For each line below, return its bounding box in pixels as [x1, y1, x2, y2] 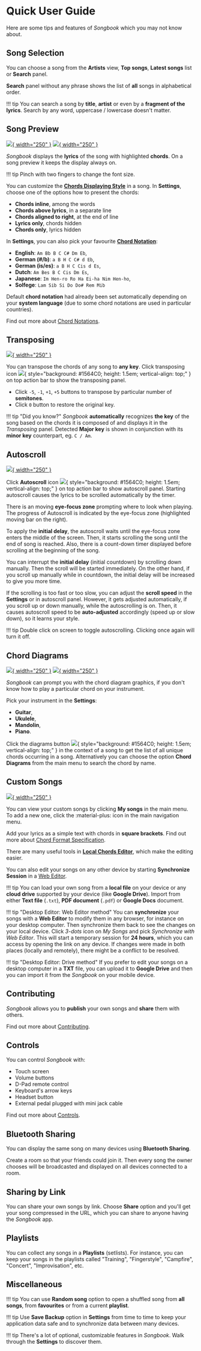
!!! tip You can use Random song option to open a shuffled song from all [6, 1295, 185, 1302]
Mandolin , [14, 722, 41, 728]
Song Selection [6, 48, 65, 58]
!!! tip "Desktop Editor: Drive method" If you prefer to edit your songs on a [6, 958, 188, 966]
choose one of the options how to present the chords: [6, 189, 140, 196]
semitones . [14, 395, 44, 402]
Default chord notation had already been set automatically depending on [6, 293, 187, 300]
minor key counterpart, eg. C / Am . [6, 432, 92, 439]
